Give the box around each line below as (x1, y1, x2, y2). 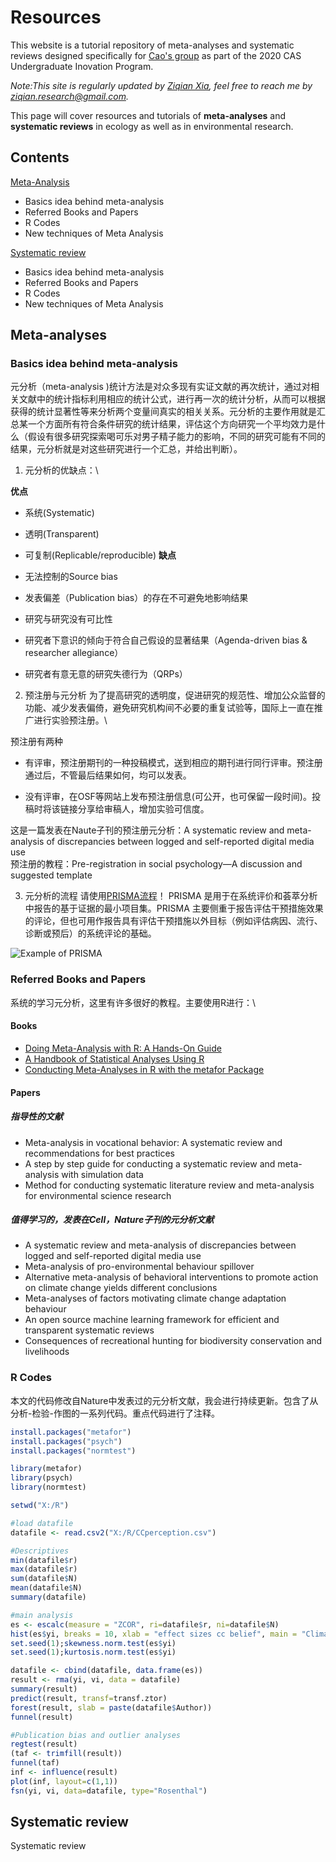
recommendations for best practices (24, 1147, 175, 1159)
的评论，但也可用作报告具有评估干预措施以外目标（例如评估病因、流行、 (24, 915, 323, 927)
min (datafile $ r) (10, 1555, 78, 1565)
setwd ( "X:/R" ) (10, 1501, 70, 1511)
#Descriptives (10, 1546, 70, 1556)
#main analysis (10, 1610, 74, 1620)
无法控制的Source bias (24, 571, 118, 583)
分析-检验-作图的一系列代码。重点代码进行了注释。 (10, 1407, 220, 1419)
